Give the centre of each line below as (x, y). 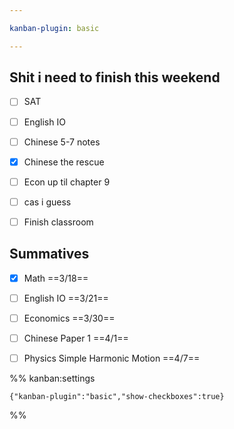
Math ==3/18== (56, 278)
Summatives (49, 254)
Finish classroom (58, 222)
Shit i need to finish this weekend (115, 77)
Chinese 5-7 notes (62, 142)
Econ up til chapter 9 (67, 182)
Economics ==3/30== (69, 318)
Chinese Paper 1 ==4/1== (76, 338)
